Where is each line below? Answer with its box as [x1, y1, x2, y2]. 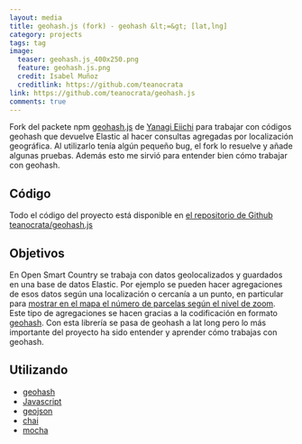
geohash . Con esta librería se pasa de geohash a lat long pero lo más [9, 317, 267, 328]
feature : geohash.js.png [17, 64, 111, 73]
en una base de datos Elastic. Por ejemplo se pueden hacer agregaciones [9, 279, 283, 289]
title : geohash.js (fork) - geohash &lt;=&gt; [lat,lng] [9, 22, 228, 31]
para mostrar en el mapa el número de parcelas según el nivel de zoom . [9, 298, 277, 309]
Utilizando [9, 362, 69, 378]
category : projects [9, 30, 83, 39]
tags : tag [9, 38, 47, 48]
